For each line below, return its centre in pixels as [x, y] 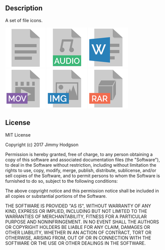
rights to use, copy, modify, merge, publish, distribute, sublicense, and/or [81, 170]
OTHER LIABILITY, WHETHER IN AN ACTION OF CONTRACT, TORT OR [78, 232]
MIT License [18, 135]
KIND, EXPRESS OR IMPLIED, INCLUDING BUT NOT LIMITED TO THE [76, 211]
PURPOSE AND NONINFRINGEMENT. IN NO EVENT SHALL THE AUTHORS [82, 222]
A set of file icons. [24, 20]
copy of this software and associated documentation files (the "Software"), [83, 160]
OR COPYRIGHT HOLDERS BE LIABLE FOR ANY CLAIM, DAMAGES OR [78, 227]
